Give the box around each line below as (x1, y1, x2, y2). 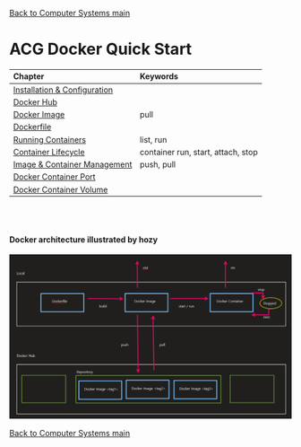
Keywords (140, 71, 179, 82)
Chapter (13, 71, 45, 82)
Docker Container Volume (13, 184, 108, 195)
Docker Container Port (13, 171, 96, 182)
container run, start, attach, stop (140, 146, 258, 157)
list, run (140, 134, 168, 145)
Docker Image (13, 110, 65, 120)
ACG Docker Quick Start (9, 39, 193, 59)
